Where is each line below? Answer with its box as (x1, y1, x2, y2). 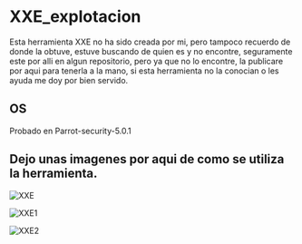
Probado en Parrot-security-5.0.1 (9, 125, 132, 136)
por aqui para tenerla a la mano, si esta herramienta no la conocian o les (9, 65, 279, 76)
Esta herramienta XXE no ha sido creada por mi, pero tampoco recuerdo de (9, 36, 291, 47)
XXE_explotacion (9, 6, 141, 27)
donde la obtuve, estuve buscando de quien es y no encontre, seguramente (9, 45, 293, 56)
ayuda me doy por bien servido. (9, 74, 129, 85)
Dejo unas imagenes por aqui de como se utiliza (9, 151, 285, 167)
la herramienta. (9, 166, 98, 181)
